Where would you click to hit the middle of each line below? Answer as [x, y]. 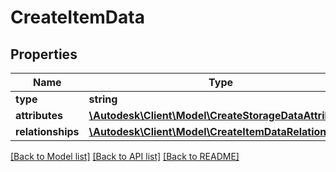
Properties [44, 54]
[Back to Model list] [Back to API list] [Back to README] [125, 156]
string [103, 99]
